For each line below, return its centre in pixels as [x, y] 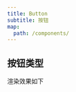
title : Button [28, 14]
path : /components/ [41, 33]
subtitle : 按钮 [28, 20]
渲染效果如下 [25, 82]
